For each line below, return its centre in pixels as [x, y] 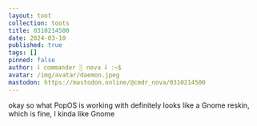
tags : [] [23, 53]
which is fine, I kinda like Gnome [62, 113]
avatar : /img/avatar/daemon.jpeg [64, 75]
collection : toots [39, 23]
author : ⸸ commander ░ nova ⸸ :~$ [65, 68]
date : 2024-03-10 [37, 38]
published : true [35, 45]
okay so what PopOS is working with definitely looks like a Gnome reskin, [129, 105]
